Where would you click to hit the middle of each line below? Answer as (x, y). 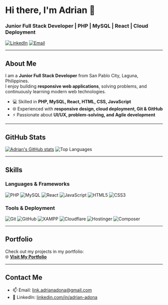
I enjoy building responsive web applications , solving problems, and (76, 86)
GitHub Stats (25, 137)
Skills (14, 170)
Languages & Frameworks (37, 184)
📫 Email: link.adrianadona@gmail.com (52, 290)
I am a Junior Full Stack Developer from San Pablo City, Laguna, (72, 76)
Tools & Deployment (30, 208)
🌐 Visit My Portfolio (26, 257)
